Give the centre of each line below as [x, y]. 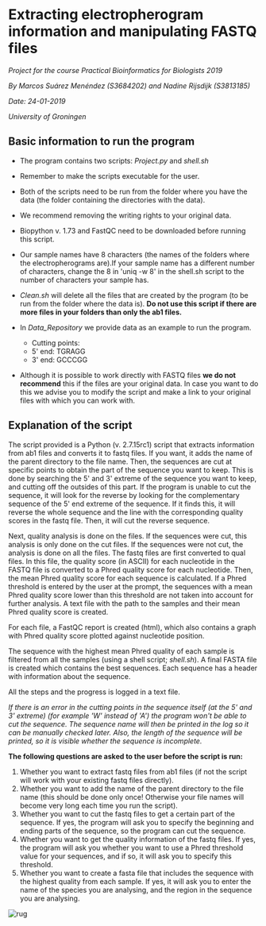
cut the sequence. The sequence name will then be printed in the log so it [128, 723]
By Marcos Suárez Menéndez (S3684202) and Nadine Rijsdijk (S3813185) [129, 86]
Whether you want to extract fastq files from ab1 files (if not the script [133, 771]
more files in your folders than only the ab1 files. [101, 312]
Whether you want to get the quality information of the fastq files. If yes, [137, 839]
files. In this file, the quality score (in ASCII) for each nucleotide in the [121, 561]
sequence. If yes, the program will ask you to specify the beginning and [137, 822]
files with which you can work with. [77, 400]
